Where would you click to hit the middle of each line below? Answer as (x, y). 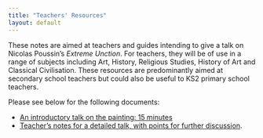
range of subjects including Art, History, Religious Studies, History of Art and (132, 62)
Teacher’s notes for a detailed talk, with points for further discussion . (131, 125)
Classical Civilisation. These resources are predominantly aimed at (116, 70)
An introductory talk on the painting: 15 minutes (96, 117)
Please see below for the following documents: (84, 102)
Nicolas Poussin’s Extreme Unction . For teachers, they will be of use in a (125, 53)
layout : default (35, 23)
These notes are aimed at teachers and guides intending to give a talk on (126, 45)
